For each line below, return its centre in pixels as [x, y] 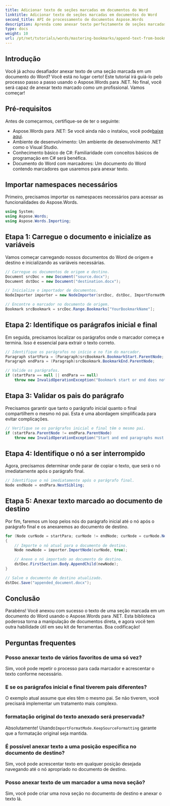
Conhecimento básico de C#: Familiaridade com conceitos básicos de [86, 153]
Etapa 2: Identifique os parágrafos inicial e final [81, 325]
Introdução [23, 59]
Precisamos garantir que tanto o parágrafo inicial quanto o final [71, 408]
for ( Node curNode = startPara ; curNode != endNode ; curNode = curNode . [83, 536]
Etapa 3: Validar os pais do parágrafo [65, 396]
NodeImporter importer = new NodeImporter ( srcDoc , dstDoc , [69, 295]
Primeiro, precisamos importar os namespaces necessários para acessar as [84, 197]
